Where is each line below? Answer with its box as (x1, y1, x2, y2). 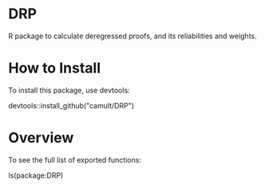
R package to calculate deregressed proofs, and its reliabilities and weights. (8, 31, 257, 41)
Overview (8, 129, 74, 147)
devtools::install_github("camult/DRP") (8, 100, 134, 110)
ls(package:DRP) (8, 170, 64, 180)
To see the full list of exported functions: (8, 155, 142, 164)
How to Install (8, 59, 101, 77)
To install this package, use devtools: (8, 85, 130, 95)
